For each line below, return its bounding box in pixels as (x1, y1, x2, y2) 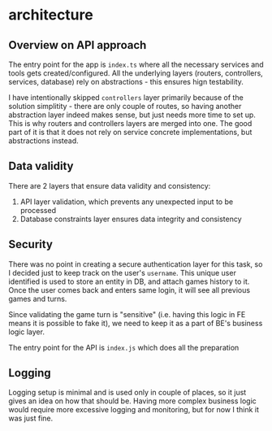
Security (8, 237, 53, 251)
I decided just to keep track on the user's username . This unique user (8, 268, 237, 277)
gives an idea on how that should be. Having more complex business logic (8, 396, 257, 406)
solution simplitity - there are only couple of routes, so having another (8, 102, 242, 111)
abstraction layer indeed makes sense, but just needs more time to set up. (8, 110, 256, 120)
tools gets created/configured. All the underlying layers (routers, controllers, (8, 68, 264, 78)
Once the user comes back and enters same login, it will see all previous (8, 285, 250, 294)
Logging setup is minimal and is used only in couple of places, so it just (8, 388, 247, 398)
